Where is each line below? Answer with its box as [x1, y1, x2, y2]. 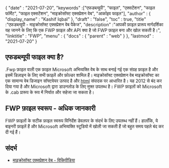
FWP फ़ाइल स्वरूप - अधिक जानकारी [5, 104, 96, 113]
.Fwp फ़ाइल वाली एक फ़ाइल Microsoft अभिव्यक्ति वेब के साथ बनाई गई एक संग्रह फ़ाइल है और [5, 66, 158, 72]
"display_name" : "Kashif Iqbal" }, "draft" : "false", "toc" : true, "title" [5, 16, 146, 22]
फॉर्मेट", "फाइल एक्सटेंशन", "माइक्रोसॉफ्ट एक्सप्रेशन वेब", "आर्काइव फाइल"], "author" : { [5, 11, 151, 16]
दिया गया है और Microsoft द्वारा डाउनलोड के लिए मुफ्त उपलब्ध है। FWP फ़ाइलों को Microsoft [5, 83, 162, 90]
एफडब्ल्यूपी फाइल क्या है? [5, 53, 64, 62]
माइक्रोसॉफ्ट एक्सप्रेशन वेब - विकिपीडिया [12, 157, 75, 163]
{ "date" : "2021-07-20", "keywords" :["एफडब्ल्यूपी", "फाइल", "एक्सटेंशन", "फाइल [5, 5, 155, 11]
